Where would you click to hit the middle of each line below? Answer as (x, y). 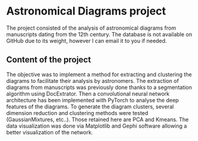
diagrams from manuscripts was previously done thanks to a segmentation (99, 87)
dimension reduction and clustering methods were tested (77, 113)
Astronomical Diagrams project (86, 11)
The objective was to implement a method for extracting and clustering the (99, 74)
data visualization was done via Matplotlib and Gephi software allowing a (97, 126)
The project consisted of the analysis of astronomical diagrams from (91, 28)
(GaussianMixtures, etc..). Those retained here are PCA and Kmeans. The (97, 119)
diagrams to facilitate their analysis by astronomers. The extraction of (93, 80)
